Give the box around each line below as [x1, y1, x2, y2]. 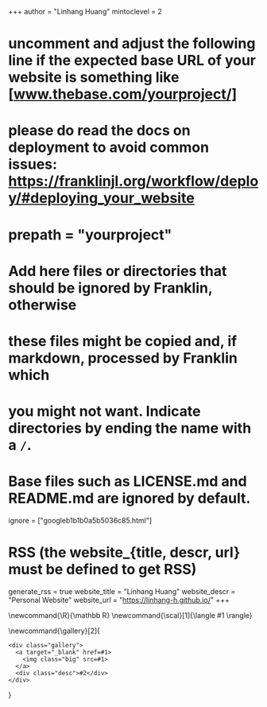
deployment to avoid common [8, 138, 209, 157]
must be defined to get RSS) [8, 561, 197, 579]
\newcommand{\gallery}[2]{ [8, 626, 101, 635]
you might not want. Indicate [8, 402, 201, 421]
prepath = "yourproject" [8, 226, 172, 243]
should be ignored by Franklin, [8, 278, 213, 297]
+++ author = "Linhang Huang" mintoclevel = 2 [8, 7, 163, 16]
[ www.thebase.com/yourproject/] [8, 85, 238, 103]
